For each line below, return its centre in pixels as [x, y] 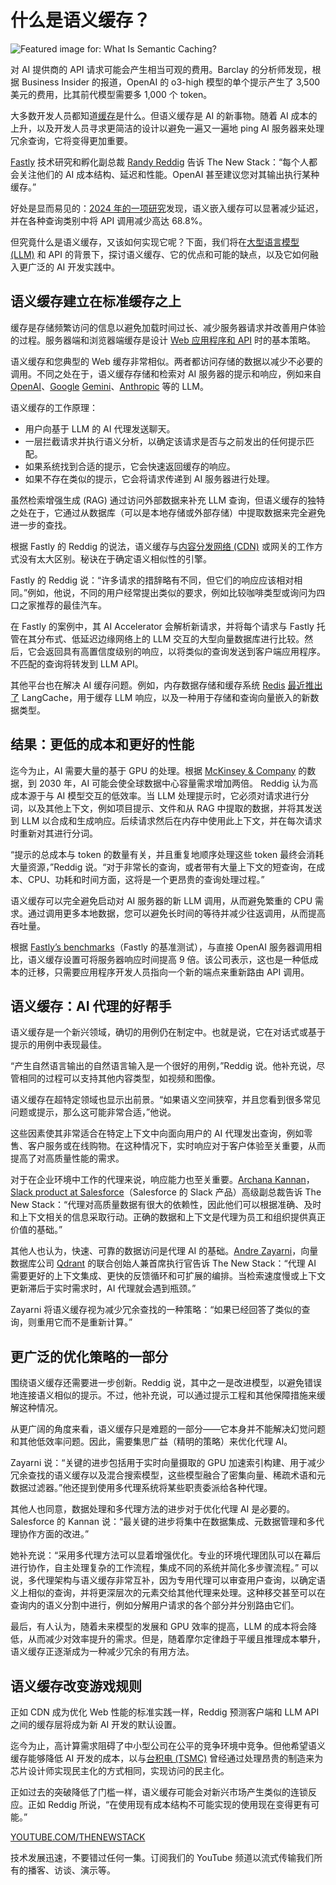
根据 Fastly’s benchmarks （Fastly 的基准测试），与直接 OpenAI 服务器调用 [161, 947]
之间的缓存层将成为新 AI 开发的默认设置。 [96, 1724]
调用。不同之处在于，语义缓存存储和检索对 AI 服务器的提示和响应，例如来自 [166, 373]
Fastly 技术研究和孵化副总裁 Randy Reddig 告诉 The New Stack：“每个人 [160, 162]
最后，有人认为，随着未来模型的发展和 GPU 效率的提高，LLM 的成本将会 [159, 1627]
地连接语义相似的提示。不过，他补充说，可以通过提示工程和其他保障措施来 [163, 1395]
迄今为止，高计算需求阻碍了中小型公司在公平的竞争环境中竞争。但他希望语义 [168, 1745]
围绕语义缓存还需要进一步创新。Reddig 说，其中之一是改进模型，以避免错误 [166, 1383]
